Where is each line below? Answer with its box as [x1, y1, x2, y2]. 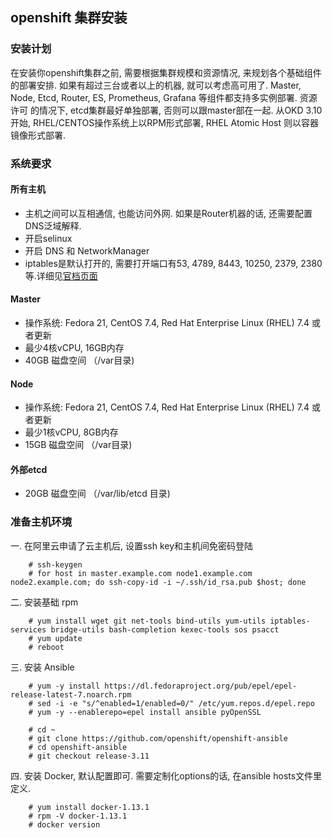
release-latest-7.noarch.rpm [10, 689, 132, 700]
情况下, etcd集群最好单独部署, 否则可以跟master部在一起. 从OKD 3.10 [38, 104, 323, 116]
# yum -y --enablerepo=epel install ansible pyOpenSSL [28, 707, 262, 717]
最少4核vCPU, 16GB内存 [24, 342, 125, 354]
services [10, 624, 47, 635]
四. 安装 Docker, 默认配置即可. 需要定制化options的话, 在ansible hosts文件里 [10, 769, 323, 782]
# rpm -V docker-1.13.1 [28, 811, 128, 821]
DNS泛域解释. [24, 219, 82, 232]
